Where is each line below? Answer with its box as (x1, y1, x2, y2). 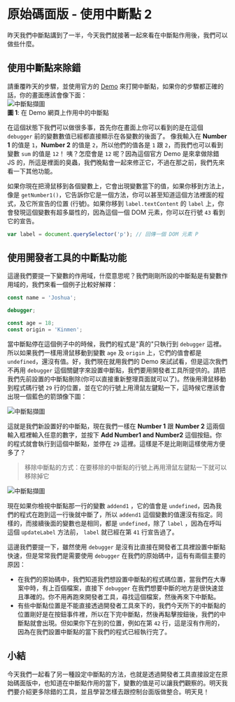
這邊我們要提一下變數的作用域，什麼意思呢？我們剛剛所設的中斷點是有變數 (7, 272, 222, 280)
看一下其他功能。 (7, 167, 57, 175)
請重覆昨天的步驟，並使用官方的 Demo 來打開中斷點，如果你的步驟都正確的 (7, 82, 224, 90)
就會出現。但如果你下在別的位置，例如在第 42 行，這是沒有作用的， (29, 619, 224, 627)
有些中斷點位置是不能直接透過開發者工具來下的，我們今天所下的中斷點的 (17, 601, 226, 610)
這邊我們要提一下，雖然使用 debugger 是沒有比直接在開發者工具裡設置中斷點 (7, 542, 226, 551)
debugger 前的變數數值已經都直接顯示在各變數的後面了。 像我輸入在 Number (7, 132, 227, 140)
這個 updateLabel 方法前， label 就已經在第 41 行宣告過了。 (7, 528, 178, 536)
